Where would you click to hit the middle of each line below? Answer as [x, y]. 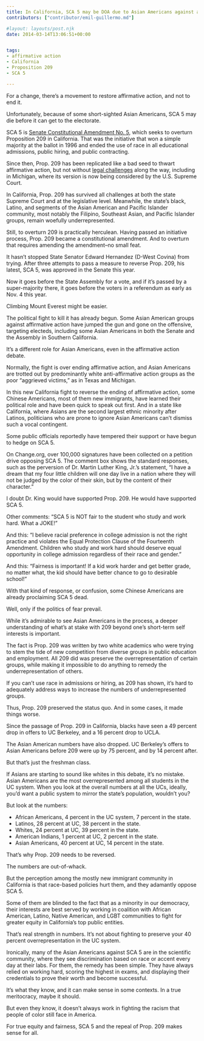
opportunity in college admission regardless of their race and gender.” [94, 554]
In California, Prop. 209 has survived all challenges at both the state [91, 194]
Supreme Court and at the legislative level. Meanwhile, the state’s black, [96, 201]
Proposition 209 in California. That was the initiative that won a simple [93, 139]
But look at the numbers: [37, 805]
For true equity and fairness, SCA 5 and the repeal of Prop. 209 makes [94, 1026]
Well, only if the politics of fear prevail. [54, 609]
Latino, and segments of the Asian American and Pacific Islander [87, 207]
